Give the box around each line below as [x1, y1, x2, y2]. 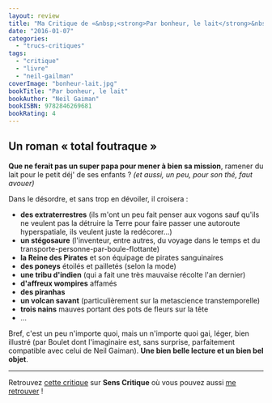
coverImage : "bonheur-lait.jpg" [8, 79, 117, 87]
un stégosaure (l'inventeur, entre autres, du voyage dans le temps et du [19, 235, 261, 245]
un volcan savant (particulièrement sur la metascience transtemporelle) [19, 295, 261, 305]
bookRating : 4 [8, 110, 57, 118]
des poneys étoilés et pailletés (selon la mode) [19, 261, 176, 271]
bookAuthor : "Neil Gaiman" [8, 95, 100, 103]
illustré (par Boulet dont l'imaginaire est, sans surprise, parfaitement [8, 337, 236, 346]
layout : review [8, 11, 60, 20]
